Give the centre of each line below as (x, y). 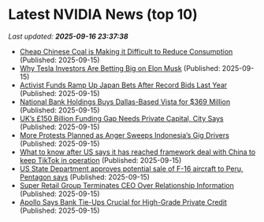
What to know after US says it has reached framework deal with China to (138, 152)
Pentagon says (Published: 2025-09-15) (84, 177)
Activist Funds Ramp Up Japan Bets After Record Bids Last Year (123, 85)
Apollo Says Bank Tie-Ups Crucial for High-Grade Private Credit (123, 202)
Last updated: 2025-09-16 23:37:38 (68, 36)
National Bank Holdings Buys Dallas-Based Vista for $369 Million (125, 102)
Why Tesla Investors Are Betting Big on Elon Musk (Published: (120, 68)
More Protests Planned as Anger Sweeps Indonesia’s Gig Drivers (125, 135)
